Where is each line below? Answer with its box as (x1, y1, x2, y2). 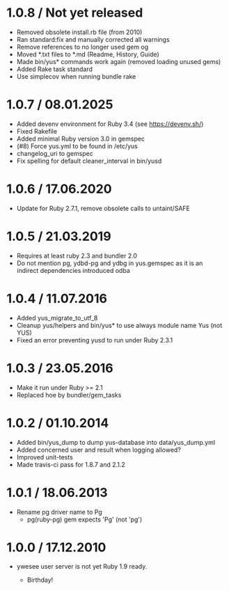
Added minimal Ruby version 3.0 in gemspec (16, 134, 145, 143)
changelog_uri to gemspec (16, 149, 93, 157)
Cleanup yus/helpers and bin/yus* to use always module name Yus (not (16, 321, 223, 329)
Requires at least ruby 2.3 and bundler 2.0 (16, 251, 137, 260)
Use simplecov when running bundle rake (16, 72, 136, 81)
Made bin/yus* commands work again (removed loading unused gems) (16, 57, 221, 65)
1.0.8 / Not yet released (6, 5, 143, 21)
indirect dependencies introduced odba (16, 266, 130, 274)
